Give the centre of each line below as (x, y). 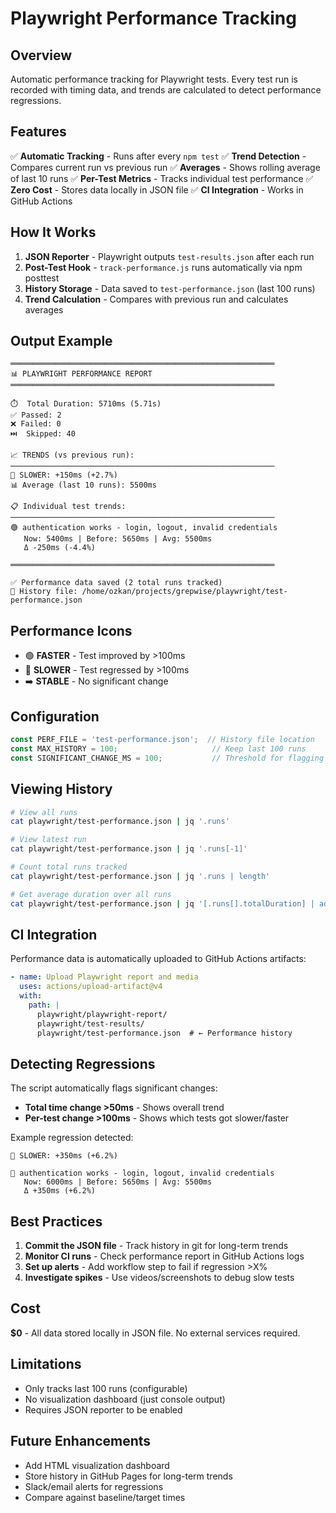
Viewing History (61, 789)
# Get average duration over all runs (91, 894)
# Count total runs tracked (69, 867)
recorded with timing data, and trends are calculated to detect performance (166, 90)
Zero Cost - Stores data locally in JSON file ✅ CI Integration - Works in (157, 189)
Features (38, 132)
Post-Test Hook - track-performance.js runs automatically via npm (163, 267)
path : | (44, 1005)
